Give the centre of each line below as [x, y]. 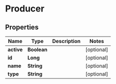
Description [66, 41]
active [15, 49]
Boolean [37, 49]
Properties [22, 27]
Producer [25, 9]
